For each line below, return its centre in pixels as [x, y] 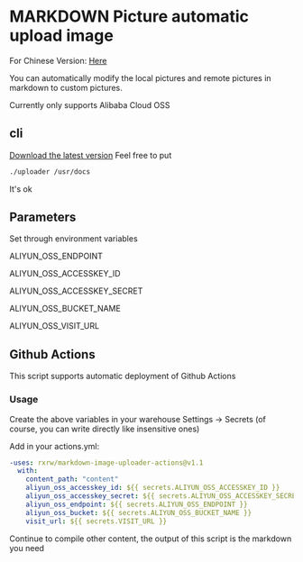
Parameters [43, 218]
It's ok [21, 189]
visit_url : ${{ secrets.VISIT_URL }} [96, 521]
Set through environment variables [73, 239]
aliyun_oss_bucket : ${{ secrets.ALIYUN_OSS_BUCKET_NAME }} [139, 512]
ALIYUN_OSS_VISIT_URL [55, 326]
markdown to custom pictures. [66, 87]
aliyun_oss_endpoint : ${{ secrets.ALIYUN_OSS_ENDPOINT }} [137, 504]
